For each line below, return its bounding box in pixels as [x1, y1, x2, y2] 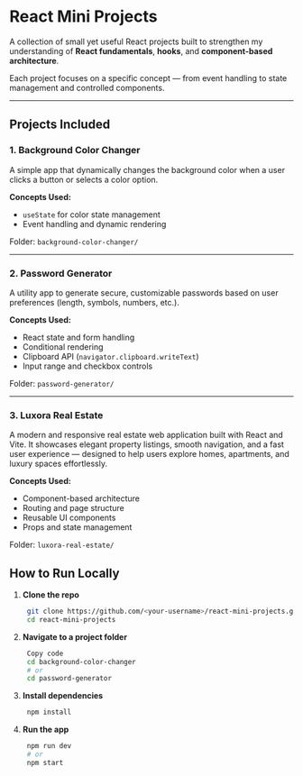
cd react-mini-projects [26, 615, 116, 624]
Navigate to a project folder [22, 631, 128, 642]
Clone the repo [22, 589, 79, 600]
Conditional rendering [22, 341, 104, 352]
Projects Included [9, 117, 111, 132]
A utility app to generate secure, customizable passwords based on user [9, 287, 279, 298]
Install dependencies [22, 690, 104, 701]
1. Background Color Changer [9, 144, 141, 157]
